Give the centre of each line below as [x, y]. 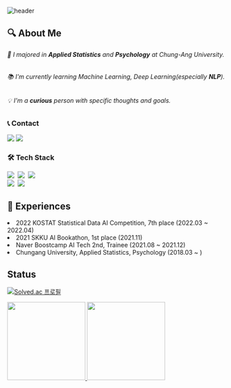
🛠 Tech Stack [31, 158]
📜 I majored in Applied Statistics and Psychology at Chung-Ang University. [116, 54]
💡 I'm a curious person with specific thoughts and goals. [89, 101]
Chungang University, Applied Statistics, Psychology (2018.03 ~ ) [109, 253]
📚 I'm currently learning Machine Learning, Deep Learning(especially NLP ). [116, 76]
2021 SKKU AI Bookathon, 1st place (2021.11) [79, 238]
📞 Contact [23, 123]
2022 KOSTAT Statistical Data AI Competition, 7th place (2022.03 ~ [112, 223]
